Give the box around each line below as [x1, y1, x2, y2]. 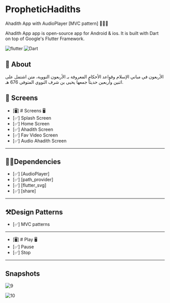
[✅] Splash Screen [12, 115, 52, 121]
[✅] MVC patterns [12, 221, 50, 227]
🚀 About [5, 60, 31, 69]
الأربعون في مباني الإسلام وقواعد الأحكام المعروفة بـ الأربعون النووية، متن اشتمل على [5, 74, 164, 80]
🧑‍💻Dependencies [5, 157, 61, 166]
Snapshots [5, 269, 40, 278]
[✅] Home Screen [12, 120, 50, 126]
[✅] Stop [12, 250, 31, 256]
